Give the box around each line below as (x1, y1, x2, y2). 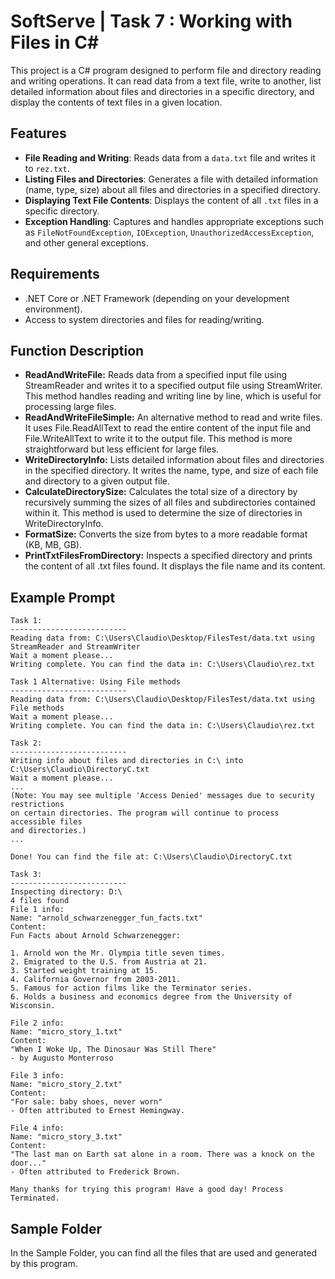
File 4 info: (10, 1123, 65, 1134)
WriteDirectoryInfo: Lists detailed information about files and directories (24, 454, 325, 466)
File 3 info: (10, 1071, 65, 1081)
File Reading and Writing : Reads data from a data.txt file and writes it (24, 151, 316, 164)
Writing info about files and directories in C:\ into (10, 756, 244, 766)
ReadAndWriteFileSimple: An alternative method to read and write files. (24, 411, 323, 424)
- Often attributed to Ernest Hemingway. (10, 1106, 186, 1116)
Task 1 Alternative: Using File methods (10, 677, 182, 687)
